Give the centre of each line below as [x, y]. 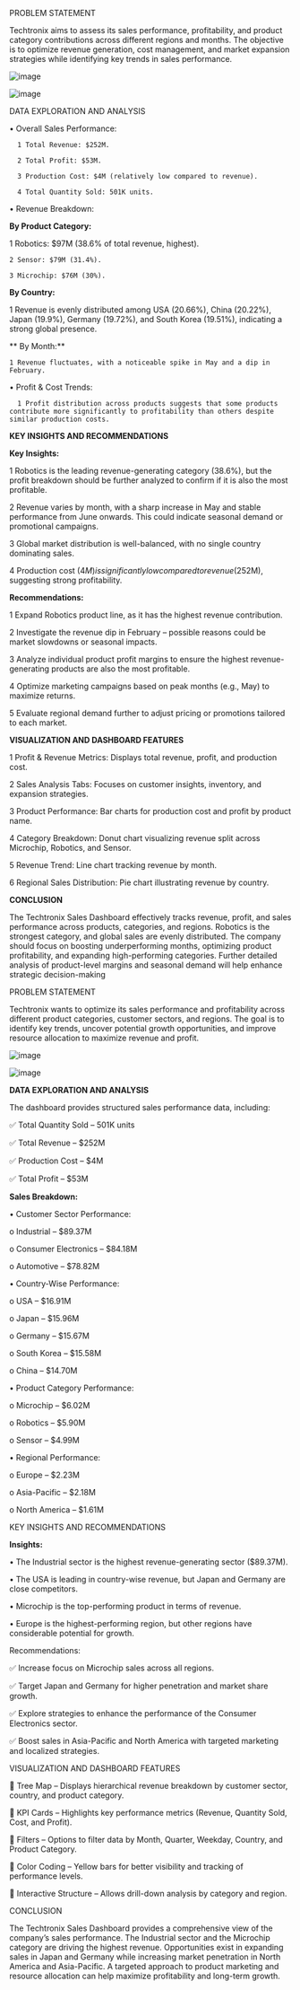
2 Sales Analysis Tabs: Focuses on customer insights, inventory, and [136, 784]
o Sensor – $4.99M [45, 1440]
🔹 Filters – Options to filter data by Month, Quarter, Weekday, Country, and [146, 1840]
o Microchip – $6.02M [50, 1405]
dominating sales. [42, 553]
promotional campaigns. [54, 526]
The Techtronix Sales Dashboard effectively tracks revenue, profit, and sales [150, 917]
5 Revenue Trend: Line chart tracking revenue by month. [113, 865]
